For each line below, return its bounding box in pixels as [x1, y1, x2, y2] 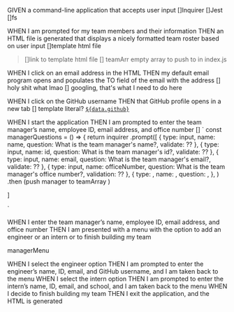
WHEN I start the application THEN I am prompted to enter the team [7, 118, 202, 126]
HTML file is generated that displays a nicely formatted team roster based [7, 34, 220, 43]
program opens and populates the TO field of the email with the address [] [7, 76, 221, 84]
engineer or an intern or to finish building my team [7, 233, 152, 241]
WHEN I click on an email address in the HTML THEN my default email [7, 69, 210, 77]
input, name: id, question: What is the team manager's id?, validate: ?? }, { [7, 148, 219, 156]
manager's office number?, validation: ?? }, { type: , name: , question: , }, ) [7, 170, 219, 178]
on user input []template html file [7, 42, 101, 50]
